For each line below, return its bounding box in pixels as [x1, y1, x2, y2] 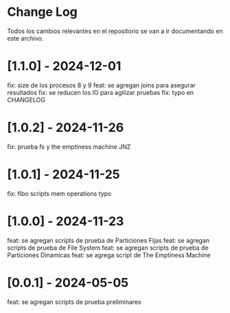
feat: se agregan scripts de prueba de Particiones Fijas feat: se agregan [7, 236, 210, 244]
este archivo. [7, 34, 44, 42]
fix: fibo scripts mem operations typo [7, 189, 112, 197]
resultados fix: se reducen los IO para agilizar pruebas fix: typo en [7, 88, 194, 96]
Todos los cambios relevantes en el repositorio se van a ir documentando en [7, 27, 223, 35]
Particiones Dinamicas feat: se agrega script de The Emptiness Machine [7, 250, 211, 259]
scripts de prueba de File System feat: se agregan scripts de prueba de [7, 244, 209, 252]
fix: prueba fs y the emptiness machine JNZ [7, 142, 131, 151]
